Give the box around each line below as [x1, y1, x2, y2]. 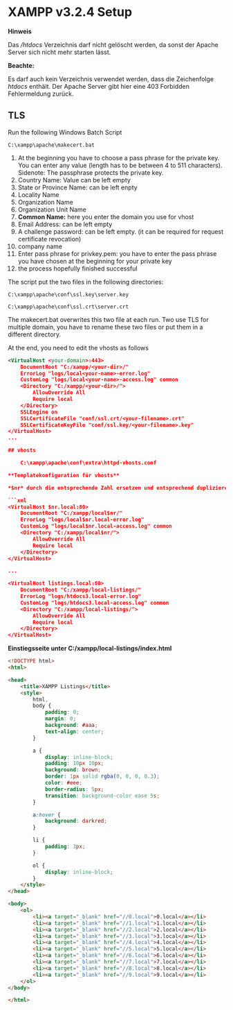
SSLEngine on [20, 409, 58, 416]
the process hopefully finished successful [17, 264, 138, 273]
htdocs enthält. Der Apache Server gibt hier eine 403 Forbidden [8, 82, 189, 90]
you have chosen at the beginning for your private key [17, 257, 172, 265]
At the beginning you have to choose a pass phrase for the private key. [17, 153, 220, 162]
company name [17, 242, 63, 250]
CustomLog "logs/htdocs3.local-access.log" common [20, 599, 169, 606]
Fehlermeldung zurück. [8, 89, 74, 98]
